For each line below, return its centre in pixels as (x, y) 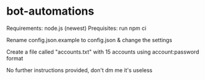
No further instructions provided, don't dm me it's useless (79, 70)
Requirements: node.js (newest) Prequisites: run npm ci (76, 28)
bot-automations (50, 11)
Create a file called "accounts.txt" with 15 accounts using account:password (103, 52)
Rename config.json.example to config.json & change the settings (89, 40)
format (15, 58)
